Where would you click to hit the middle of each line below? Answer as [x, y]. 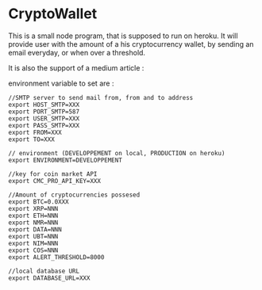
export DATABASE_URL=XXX [49, 278]
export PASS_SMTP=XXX [44, 125]
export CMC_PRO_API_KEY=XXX [55, 181]
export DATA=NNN [35, 229]
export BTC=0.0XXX [39, 202]
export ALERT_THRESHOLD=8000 [56, 257]
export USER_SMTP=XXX [44, 118]
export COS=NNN [33, 250]
